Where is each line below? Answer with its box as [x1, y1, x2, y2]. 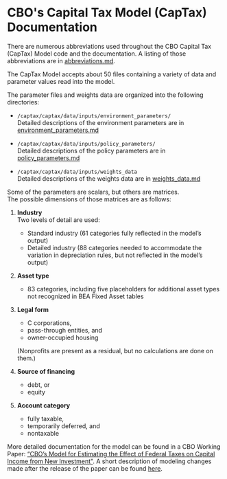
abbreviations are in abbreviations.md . [7, 56, 115, 65]
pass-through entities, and [27, 326, 103, 334]
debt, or [27, 380, 50, 389]
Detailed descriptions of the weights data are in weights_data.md [16, 174, 201, 183]
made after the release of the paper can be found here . [7, 464, 163, 472]
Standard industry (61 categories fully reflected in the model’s [27, 229, 202, 237]
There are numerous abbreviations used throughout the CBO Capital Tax [7, 42, 211, 50]
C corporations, [27, 318, 72, 327]
